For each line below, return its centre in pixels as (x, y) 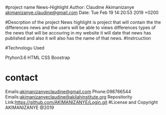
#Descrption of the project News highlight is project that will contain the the (83, 22)
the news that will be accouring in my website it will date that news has (78, 33)
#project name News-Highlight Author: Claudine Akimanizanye (70, 7)
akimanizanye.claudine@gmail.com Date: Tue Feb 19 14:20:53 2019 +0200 (82, 12)
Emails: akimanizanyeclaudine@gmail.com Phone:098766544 (68, 91)
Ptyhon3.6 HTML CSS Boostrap (37, 57)
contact (22, 78)
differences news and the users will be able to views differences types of (80, 27)
